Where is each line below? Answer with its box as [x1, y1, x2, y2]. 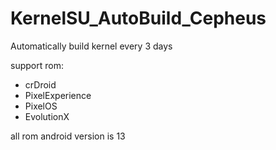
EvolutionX [24, 110, 70, 122]
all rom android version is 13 [10, 130, 126, 142]
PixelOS [24, 100, 58, 112]
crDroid [24, 78, 57, 91]
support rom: [10, 59, 64, 71]
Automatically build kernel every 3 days [10, 40, 173, 52]
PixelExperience [24, 89, 92, 101]
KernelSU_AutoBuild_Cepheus [10, 7, 267, 30]
